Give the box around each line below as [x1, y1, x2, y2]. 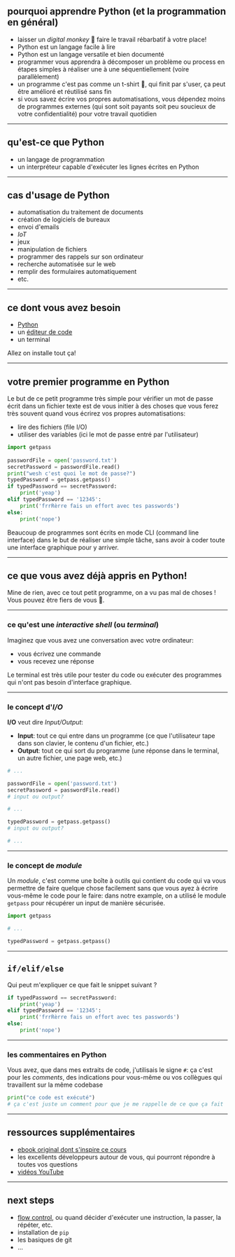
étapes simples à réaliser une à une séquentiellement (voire [17, 64, 190, 73]
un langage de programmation [17, 155, 105, 163]
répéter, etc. [17, 1221, 53, 1229]
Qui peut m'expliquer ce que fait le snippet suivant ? [7, 980, 157, 989]
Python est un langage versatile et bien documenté [17, 50, 164, 58]
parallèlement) [17, 72, 59, 81]
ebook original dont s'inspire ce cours [17, 1145, 127, 1153]
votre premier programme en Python [7, 376, 170, 387]
